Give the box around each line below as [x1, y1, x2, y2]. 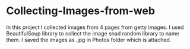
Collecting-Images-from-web [6, 4, 156, 18]
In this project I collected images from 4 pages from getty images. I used [6, 24, 184, 31]
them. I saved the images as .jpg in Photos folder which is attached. [6, 36, 172, 43]
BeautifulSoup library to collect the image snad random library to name [6, 30, 179, 37]
